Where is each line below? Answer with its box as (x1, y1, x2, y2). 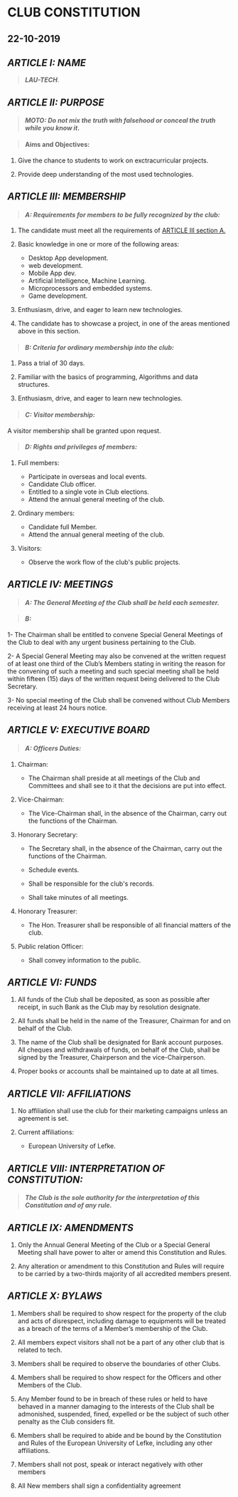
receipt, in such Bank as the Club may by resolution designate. (17, 1003, 201, 1012)
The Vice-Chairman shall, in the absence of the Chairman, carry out (28, 809, 227, 817)
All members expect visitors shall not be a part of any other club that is (17, 1337, 225, 1347)
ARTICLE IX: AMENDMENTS (7, 1221, 134, 1233)
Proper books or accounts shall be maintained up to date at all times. (17, 1067, 219, 1076)
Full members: (17, 458, 60, 467)
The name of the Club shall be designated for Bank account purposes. (17, 1038, 224, 1047)
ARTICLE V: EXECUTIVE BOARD (7, 724, 151, 736)
